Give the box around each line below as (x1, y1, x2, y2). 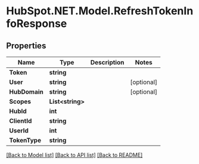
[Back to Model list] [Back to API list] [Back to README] (6, 151, 143, 159)
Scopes (9, 97, 32, 106)
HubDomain (9, 88, 43, 96)
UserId (9, 126, 29, 135)
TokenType (9, 136, 42, 144)
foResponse (6, 17, 67, 30)
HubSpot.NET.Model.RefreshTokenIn (6, 4, 194, 18)
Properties (6, 41, 46, 51)
